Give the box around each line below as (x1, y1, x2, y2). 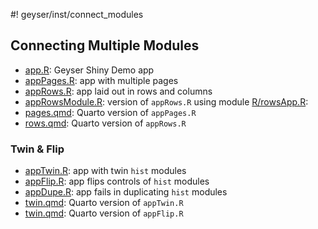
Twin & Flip (10, 142, 65, 156)
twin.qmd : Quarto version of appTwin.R (24, 197, 184, 209)
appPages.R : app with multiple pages (24, 74, 179, 86)
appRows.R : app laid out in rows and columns (24, 85, 213, 97)
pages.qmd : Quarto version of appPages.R (24, 106, 197, 118)
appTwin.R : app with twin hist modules (24, 165, 187, 177)
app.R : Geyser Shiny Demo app (24, 64, 155, 76)
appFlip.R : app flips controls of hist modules (24, 175, 210, 188)
